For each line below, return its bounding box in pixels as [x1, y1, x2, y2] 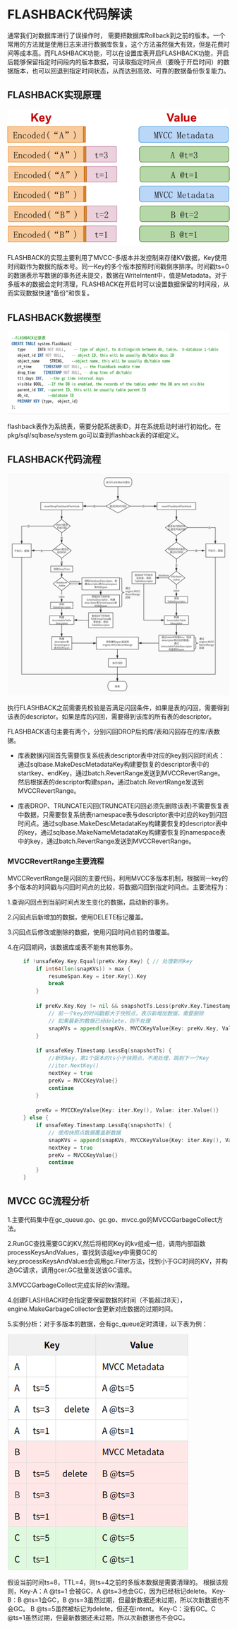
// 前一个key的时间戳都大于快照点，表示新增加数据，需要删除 [48, 1010, 205, 1017]
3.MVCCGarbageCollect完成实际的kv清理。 [7, 1281, 134, 1289]
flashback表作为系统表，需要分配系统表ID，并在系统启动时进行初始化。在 [7, 422, 221, 430]
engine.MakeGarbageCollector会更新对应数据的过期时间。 [7, 1305, 177, 1313]
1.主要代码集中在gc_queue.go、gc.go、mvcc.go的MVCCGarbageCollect [7, 1215, 217, 1223]
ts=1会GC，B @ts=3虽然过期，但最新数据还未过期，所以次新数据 [29, 1595, 217, 1604]
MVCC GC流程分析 [7, 1195, 90, 1207]
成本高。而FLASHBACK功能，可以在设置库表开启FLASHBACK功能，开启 [19, 49, 229, 57]
